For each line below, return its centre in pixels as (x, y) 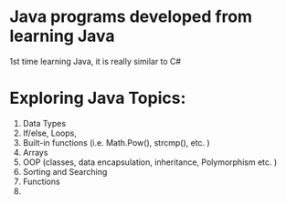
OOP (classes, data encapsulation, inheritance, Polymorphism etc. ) (150, 162)
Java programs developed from (131, 17)
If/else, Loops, (50, 133)
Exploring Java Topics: (98, 98)
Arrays (35, 152)
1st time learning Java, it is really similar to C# (95, 61)
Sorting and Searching (65, 171)
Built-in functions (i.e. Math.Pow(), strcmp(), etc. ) (116, 142)
